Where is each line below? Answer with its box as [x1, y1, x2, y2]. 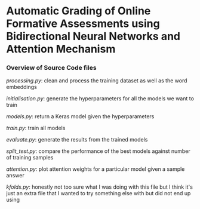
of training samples [6, 154, 54, 161]
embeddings [6, 84, 37, 91]
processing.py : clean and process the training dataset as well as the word [6, 77, 187, 84]
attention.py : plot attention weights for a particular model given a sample [6, 165, 185, 173]
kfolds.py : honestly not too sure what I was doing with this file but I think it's [6, 183, 193, 190]
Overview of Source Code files [6, 64, 97, 72]
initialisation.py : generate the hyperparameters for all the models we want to [6, 95, 194, 102]
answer [6, 172, 25, 179]
